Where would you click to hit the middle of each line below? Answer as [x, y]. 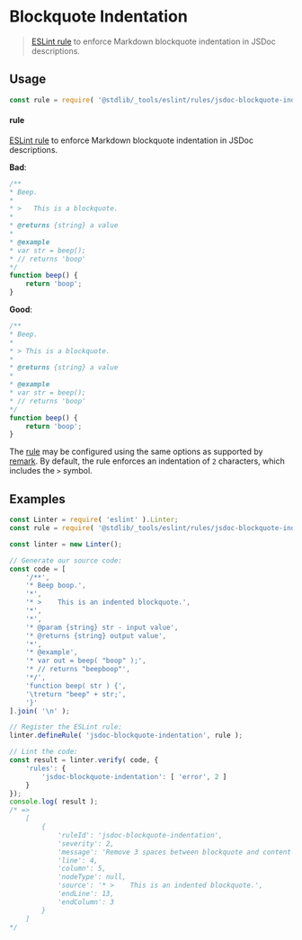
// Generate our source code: [66, 560]
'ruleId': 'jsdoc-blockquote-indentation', [140, 835]
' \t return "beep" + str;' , [76, 694]
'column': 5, [81, 869]
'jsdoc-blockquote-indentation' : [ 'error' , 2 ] [134, 776]
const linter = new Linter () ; [66, 544]
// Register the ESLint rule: [66, 727]
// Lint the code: [44, 752]
